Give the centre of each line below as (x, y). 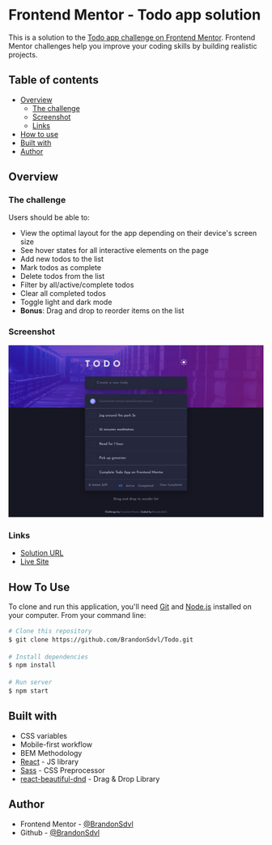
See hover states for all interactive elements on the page (114, 251)
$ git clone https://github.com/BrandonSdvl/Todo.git (101, 639)
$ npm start (28, 691)
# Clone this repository (50, 631)
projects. (23, 54)
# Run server (30, 683)
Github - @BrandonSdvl (59, 832)
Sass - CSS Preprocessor (62, 770)
